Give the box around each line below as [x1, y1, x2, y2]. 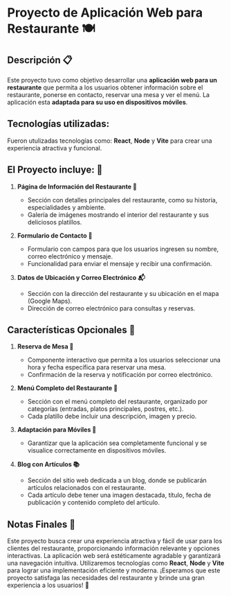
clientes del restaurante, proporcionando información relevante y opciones [7, 544, 220, 552]
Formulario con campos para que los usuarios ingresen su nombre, [27, 245, 219, 253]
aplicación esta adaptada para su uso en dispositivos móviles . [7, 98, 188, 106]
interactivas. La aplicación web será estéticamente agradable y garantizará [7, 552, 221, 560]
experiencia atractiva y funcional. [7, 143, 102, 152]
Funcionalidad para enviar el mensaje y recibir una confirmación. [27, 259, 212, 268]
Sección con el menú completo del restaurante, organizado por [27, 397, 207, 406]
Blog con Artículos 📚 [17, 460, 80, 468]
